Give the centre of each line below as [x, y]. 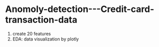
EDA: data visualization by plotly [46, 39]
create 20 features [32, 33]
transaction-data [41, 20]
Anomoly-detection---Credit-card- [80, 9]
